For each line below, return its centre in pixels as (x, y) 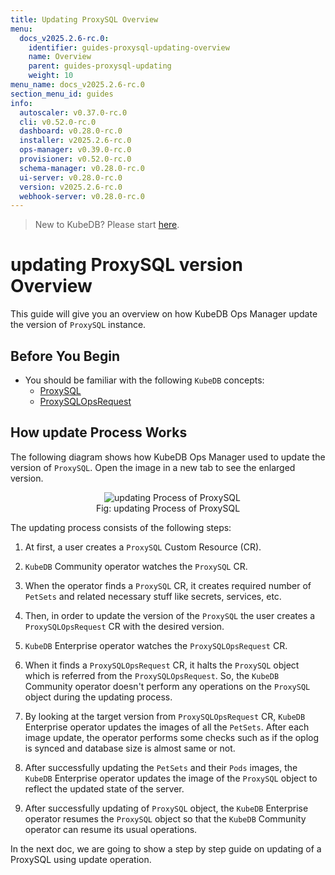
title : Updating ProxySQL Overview (84, 19)
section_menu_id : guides (62, 94)
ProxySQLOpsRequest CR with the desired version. (124, 626)
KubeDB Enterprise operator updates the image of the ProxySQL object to (171, 778)
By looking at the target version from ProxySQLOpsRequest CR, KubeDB (165, 716)
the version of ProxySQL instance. (78, 325)
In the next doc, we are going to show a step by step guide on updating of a (166, 848)
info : (21, 103)
